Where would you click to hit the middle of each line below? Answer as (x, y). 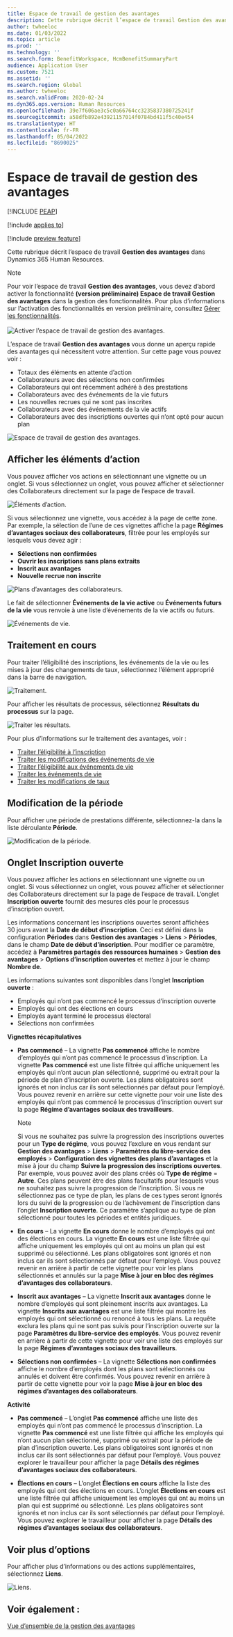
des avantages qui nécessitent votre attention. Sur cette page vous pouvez (114, 351)
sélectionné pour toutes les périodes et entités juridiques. (100, 1217)
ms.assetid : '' (29, 78)
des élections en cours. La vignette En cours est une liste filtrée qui (113, 1238)
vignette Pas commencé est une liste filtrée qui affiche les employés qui (120, 1433)
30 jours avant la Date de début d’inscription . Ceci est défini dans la (105, 930)
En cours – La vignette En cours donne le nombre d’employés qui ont (116, 1231)
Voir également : (44, 1609)
